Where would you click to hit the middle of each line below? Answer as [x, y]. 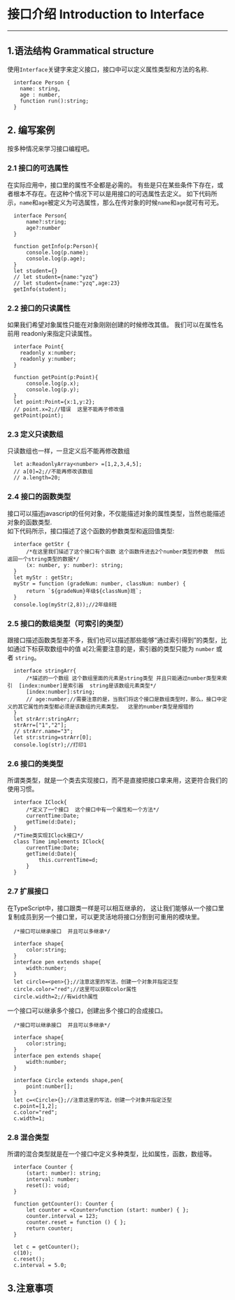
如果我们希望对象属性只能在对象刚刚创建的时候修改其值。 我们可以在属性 [112, 325]
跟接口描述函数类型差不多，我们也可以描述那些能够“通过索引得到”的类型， [114, 640]
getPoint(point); [39, 416]
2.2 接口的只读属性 [39, 308]
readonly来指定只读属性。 [58, 334]
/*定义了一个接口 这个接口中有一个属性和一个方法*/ [92, 810]
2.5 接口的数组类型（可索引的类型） [67, 623]
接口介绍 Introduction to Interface [106, 14]
